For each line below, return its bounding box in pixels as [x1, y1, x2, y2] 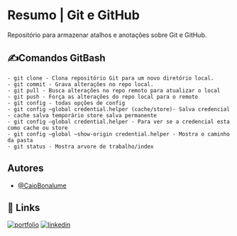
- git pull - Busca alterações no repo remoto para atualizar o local [7, 87, 221, 94]
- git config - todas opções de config [7, 100, 126, 107]
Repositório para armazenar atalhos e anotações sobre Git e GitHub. [7, 31, 207, 39]
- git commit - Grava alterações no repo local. [7, 80, 154, 88]
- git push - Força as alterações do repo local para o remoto [7, 93, 199, 100]
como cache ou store [7, 124, 69, 132]
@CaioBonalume [17, 181, 67, 190]
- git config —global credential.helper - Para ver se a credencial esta [7, 118, 231, 125]
